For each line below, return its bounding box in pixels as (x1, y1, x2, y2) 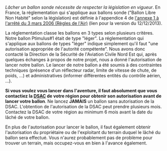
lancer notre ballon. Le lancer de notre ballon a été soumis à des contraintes (5, 62, 162, 68)
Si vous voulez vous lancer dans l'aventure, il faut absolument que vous (5, 88, 157, 93)
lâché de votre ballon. (5, 114, 50, 120)
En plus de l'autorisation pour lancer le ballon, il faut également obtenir (5, 124, 151, 130)
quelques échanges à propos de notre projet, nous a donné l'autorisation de (5, 57, 162, 62)
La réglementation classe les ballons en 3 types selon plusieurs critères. (5, 30, 154, 36)
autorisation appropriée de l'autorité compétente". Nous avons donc (5, 46, 145, 52)
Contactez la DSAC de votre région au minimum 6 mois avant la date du (5, 109, 152, 115)
